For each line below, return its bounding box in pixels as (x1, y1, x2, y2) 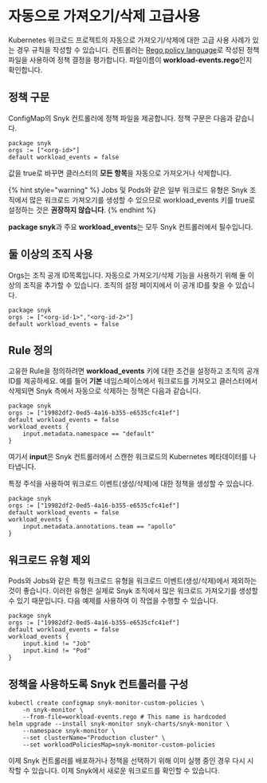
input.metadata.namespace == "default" (22, 430, 155, 439)
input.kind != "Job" (22, 639, 91, 648)
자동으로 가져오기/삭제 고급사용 (8, 7, 201, 26)
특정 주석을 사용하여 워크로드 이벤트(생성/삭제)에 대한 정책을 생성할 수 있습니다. (8, 479, 254, 489)
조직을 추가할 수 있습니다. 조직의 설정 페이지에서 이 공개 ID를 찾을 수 (22, 280, 234, 289)
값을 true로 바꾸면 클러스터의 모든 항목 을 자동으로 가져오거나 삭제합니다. (8, 168, 232, 178)
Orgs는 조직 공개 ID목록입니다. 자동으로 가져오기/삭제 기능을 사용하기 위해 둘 (8, 270, 246, 280)
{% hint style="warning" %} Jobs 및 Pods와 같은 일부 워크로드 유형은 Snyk (8, 185, 249, 195)
